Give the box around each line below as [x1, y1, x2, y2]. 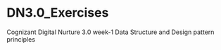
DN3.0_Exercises [6, 5, 109, 21]
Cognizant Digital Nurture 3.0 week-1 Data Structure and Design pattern [6, 28, 215, 36]
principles [6, 35, 36, 43]
